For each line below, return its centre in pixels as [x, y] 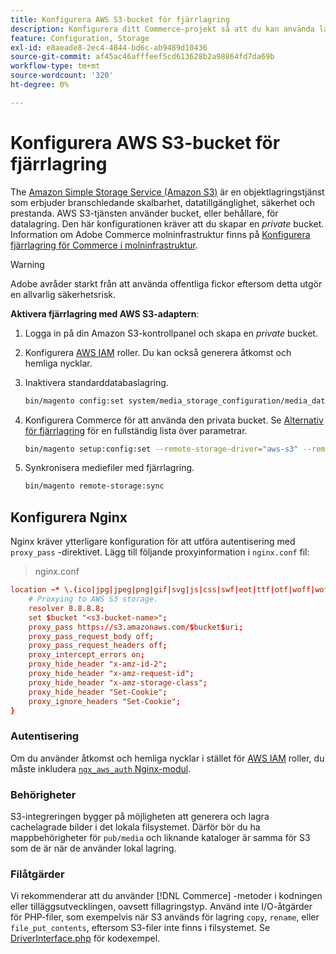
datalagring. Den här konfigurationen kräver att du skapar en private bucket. [167, 223]
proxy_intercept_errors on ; [86, 655]
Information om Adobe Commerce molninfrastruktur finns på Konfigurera [160, 234]
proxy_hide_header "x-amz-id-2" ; [98, 664]
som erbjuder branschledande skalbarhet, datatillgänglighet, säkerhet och [163, 202]
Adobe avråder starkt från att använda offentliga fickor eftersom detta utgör [166, 283]
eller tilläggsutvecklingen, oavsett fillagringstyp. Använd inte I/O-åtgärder [161, 907]
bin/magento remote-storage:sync [94, 486]
